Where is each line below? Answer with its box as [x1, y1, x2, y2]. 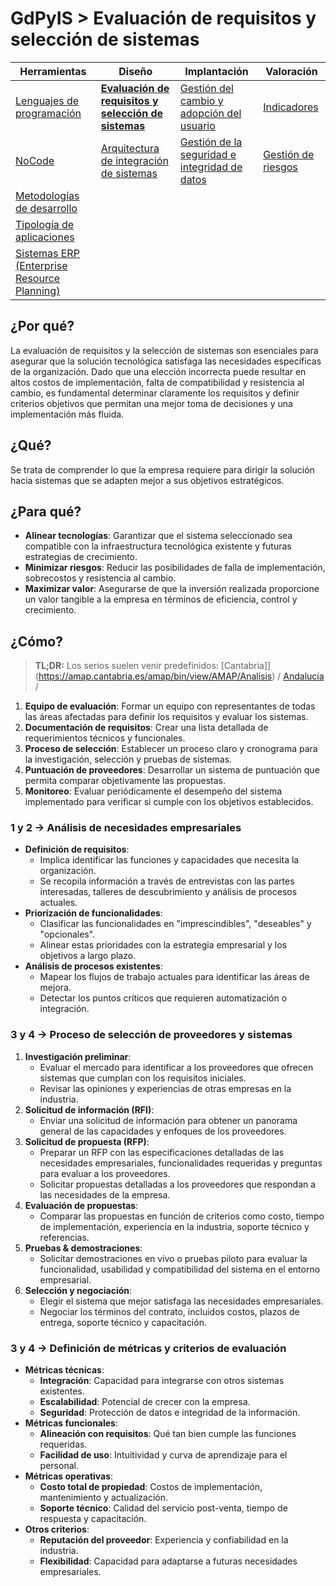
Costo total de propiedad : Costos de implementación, [39, 1481, 263, 1493]
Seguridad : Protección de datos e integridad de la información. [39, 1407, 301, 1419]
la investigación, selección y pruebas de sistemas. [24, 753, 233, 766]
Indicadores [263, 100, 319, 114]
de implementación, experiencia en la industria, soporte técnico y [39, 1220, 310, 1232]
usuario [179, 118, 216, 132]
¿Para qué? [10, 503, 82, 520]
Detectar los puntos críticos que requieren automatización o [39, 992, 288, 1004]
